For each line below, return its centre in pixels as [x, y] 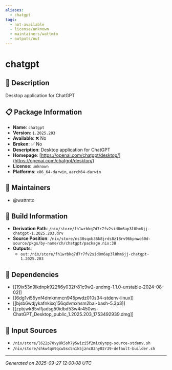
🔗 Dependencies [32, 275]
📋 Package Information [44, 112]
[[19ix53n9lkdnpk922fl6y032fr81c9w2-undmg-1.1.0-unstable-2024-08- [88, 287]
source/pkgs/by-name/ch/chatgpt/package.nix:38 [64, 244]
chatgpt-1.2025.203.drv [38, 234]
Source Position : [30, 238]
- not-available [27, 24]
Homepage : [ [27, 155]
